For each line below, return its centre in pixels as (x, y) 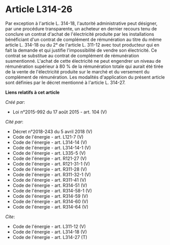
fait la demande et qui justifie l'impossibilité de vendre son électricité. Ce (81, 50)
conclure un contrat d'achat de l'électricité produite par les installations (80, 34)
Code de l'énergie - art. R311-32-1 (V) (52, 174)
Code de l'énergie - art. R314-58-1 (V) (52, 190)
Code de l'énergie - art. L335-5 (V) (49, 153)
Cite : (10, 217)
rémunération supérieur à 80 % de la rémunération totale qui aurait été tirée (84, 66)
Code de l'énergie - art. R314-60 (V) (50, 201)
